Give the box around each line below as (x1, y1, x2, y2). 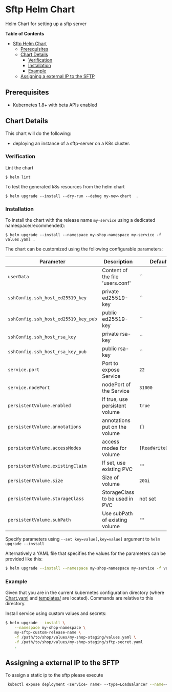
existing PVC (102, 466, 133, 473)
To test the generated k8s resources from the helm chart (5, 183, 125, 189)
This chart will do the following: (5, 130, 72, 137)
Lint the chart (5, 164, 34, 170)
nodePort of (102, 381, 131, 388)
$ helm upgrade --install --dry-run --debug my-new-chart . (5, 194, 139, 199)
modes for (102, 445, 127, 452)
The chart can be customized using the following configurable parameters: (5, 246, 163, 252)
